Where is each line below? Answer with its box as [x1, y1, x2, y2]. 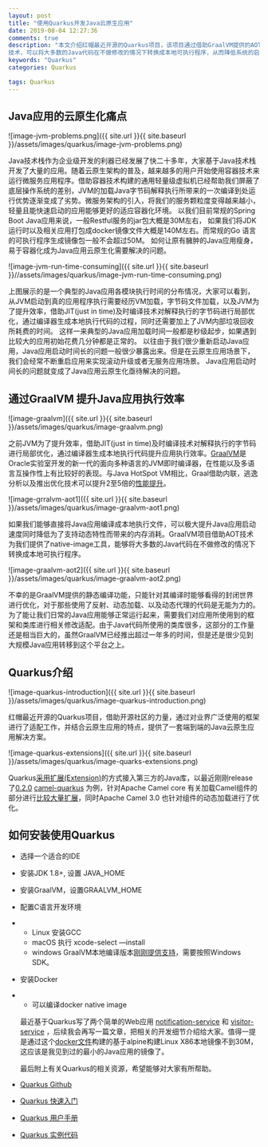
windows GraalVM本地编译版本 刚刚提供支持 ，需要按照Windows [31, 947, 242, 957]
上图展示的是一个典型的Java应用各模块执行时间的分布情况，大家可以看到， [8, 286, 255, 296]
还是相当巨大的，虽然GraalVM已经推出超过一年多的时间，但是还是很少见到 [8, 630, 254, 640]
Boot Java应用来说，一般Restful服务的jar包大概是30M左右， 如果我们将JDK [8, 216, 257, 226]
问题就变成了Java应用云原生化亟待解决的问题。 [29, 366, 185, 376]
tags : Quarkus [8, 77, 56, 86]
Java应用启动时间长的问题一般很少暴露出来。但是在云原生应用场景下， [22, 346, 255, 356]
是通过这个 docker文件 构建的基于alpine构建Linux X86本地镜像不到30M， [19, 1036, 258, 1046]
